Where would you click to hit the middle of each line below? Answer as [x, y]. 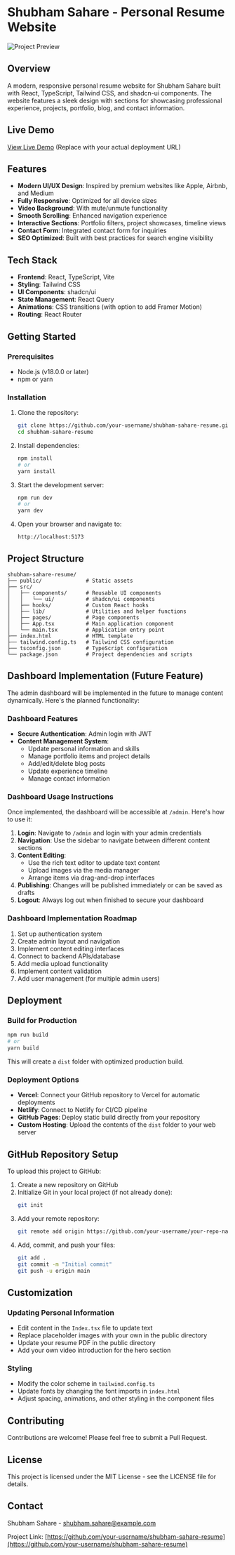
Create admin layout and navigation [69, 941]
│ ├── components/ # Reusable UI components [84, 593]
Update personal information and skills [84, 749]
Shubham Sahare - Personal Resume [116, 12]
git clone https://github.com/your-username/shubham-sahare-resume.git [124, 425]
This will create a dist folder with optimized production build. [96, 1061]
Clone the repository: [48, 413]
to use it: [20, 819]
